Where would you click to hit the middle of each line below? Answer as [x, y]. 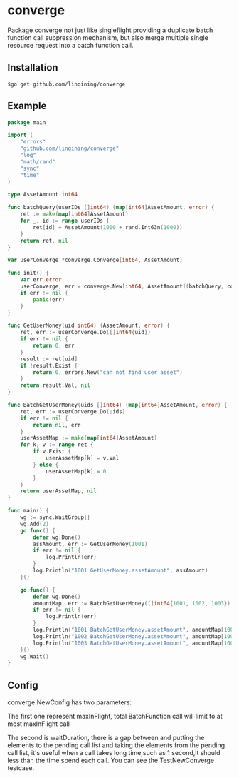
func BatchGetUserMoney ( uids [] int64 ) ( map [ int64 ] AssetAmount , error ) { [117, 405]
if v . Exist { [52, 452]
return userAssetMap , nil [59, 491]
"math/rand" [38, 162]
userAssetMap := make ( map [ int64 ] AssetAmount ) [89, 438]
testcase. [21, 768]
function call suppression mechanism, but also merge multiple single [108, 37]
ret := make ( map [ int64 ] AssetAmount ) [75, 214]
